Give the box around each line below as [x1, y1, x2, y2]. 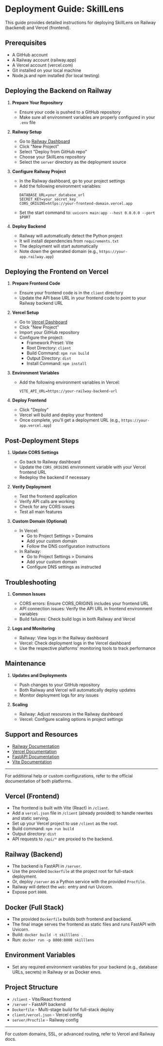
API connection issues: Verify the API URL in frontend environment [19, 606, 153, 611]
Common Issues [12, 591, 46, 597]
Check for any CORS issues [19, 504, 75, 510]
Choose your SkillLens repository [19, 154, 86, 159]
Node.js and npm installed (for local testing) [12, 72, 100, 78]
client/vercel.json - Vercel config [12, 1011, 82, 1017]
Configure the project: [19, 335, 64, 341]
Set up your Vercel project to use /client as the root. [12, 820, 118, 827]
